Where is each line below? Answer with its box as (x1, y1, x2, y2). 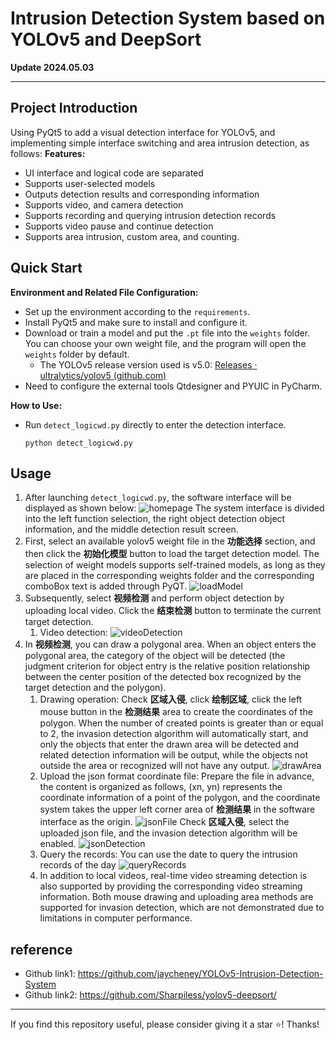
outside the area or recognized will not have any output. (39, 760, 270, 772)
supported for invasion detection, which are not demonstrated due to (39, 902, 325, 914)
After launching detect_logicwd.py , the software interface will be (24, 492, 292, 504)
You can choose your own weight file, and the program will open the (24, 337, 307, 349)
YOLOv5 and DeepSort (10, 28, 202, 51)
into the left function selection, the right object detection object (24, 513, 286, 525)
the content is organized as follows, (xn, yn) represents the (39, 781, 283, 793)
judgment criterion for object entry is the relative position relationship (24, 660, 311, 672)
